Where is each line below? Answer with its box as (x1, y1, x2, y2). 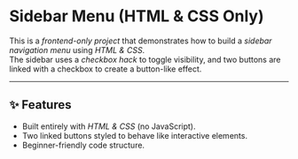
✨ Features (9, 97, 72, 112)
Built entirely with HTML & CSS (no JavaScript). (21, 121, 196, 132)
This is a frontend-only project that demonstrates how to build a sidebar (9, 35, 272, 46)
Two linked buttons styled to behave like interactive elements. (21, 130, 248, 140)
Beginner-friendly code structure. (21, 140, 145, 150)
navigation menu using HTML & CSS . (9, 44, 145, 55)
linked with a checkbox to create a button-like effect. (9, 64, 202, 74)
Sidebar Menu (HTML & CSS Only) (9, 6, 264, 26)
